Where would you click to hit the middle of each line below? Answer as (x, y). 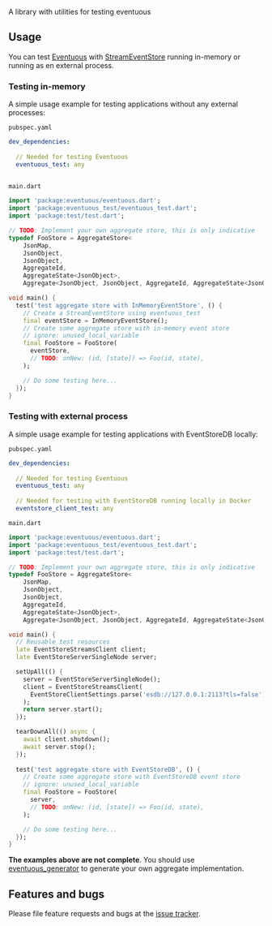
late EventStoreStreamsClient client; (81, 650)
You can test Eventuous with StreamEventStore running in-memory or (125, 57)
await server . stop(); (59, 747)
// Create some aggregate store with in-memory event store (126, 328)
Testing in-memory (47, 86)
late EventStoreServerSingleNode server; (87, 657)
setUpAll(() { (39, 672)
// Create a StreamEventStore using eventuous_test (112, 313)
